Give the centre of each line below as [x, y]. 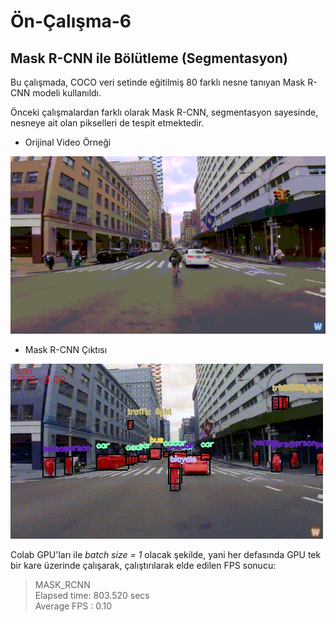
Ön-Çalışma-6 [71, 21]
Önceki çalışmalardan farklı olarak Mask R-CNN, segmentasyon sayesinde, [164, 112]
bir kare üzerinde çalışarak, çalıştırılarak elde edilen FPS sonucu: [143, 565]
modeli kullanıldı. [67, 93]
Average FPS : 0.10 [73, 606]
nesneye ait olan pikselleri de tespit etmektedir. [107, 123]
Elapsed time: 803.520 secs [92, 595]
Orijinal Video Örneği [68, 142]
